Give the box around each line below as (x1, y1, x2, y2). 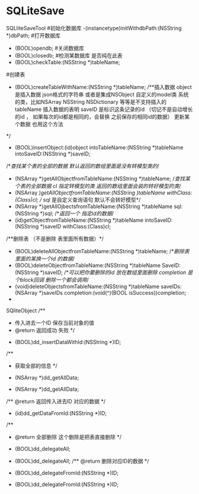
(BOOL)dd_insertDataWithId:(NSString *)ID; (14, 338, 121, 345)
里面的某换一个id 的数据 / (14, 255, 75, 262)
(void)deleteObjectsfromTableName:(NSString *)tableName (14, 283, 160, 290)
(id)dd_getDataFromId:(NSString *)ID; (14, 409, 107, 416)
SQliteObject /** (6, 307, 46, 314)
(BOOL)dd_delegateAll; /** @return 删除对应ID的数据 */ (14, 457, 149, 464)
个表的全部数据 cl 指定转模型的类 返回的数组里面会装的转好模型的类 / (14, 182, 182, 189)
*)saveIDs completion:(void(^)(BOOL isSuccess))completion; (38, 289, 187, 296)
